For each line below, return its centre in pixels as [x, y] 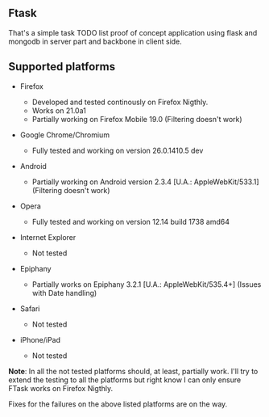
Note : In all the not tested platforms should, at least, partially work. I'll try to [133, 371]
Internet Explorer [48, 237]
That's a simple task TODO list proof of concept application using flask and [133, 32]
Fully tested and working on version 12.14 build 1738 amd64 [130, 221]
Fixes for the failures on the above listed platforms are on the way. [118, 404]
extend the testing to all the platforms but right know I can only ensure [125, 380]
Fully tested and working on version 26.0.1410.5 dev [118, 150]
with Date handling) [64, 293]
